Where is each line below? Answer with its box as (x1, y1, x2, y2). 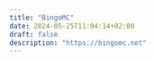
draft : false (9, 30, 59, 39)
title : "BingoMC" (9, 13, 75, 22)
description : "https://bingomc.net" (9, 38, 147, 48)
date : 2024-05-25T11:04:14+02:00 (9, 22, 135, 30)
